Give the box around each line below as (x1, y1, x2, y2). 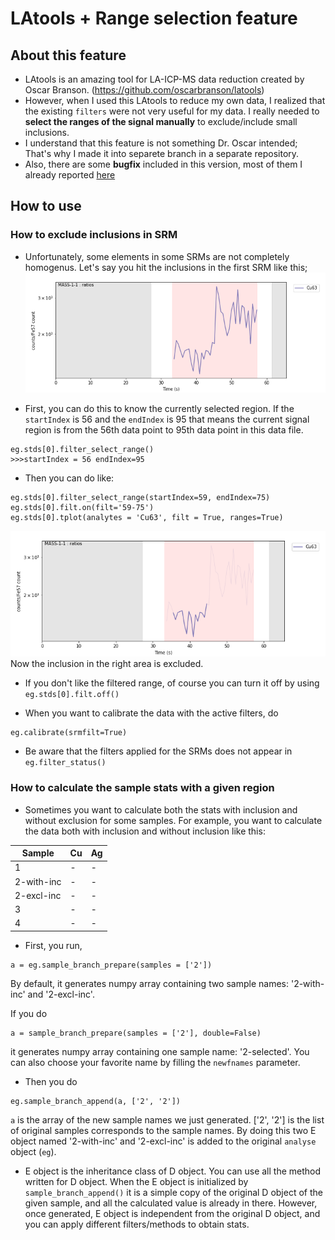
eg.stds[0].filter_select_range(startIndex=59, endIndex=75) (10, 492, 271, 502)
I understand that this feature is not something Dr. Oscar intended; (24, 137, 298, 149)
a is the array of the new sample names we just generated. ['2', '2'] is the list (10, 1113, 325, 1126)
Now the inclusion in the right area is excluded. (10, 658, 204, 670)
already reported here (24, 169, 116, 181)
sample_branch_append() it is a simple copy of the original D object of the (24, 1186, 323, 1198)
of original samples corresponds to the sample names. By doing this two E (10, 1124, 317, 1136)
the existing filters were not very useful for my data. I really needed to (24, 105, 320, 117)
